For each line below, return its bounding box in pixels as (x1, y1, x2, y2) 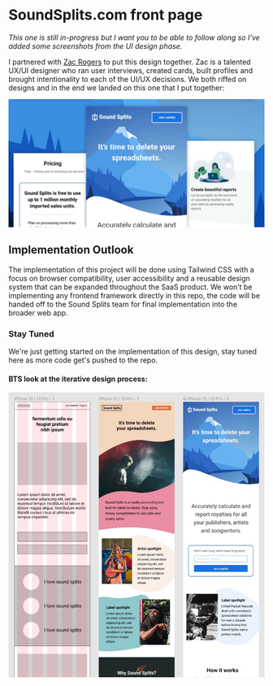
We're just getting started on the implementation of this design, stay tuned (8, 347, 258, 357)
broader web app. (8, 307, 68, 318)
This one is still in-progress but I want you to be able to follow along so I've (8, 33, 260, 42)
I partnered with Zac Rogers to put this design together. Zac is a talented (8, 57, 251, 67)
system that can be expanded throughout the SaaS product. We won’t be (8, 282, 253, 292)
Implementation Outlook (8, 243, 134, 257)
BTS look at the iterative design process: (8, 374, 148, 384)
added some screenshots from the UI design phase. (8, 41, 183, 50)
